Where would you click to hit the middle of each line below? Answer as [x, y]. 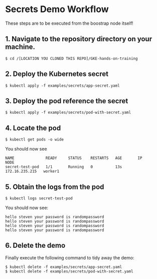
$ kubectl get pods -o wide [35, 139]
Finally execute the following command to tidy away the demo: [70, 257]
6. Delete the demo [35, 246]
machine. [20, 47]
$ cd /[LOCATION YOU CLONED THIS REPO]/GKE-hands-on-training [71, 58]
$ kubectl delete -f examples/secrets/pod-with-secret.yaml [69, 271]
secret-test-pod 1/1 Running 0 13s [64, 167]
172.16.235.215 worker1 [32, 171]
